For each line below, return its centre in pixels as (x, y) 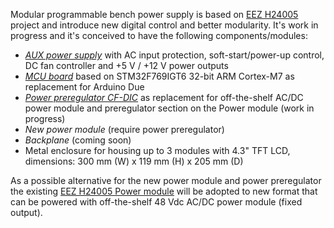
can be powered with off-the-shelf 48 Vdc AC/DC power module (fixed (156, 202)
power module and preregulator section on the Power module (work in (169, 108)
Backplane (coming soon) (78, 140)
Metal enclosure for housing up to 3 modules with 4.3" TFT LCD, (157, 150)
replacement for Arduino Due (84, 87)
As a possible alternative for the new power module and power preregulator (166, 180)
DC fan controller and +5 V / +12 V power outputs (126, 65)
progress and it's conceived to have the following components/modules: (159, 35)
